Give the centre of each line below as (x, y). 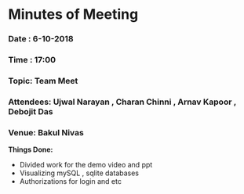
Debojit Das (31, 111)
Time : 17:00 (32, 60)
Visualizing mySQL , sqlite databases (79, 173)
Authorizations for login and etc (70, 181)
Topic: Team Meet (43, 81)
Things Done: (31, 149)
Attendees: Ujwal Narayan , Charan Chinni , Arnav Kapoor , (122, 102)
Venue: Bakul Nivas (46, 132)
